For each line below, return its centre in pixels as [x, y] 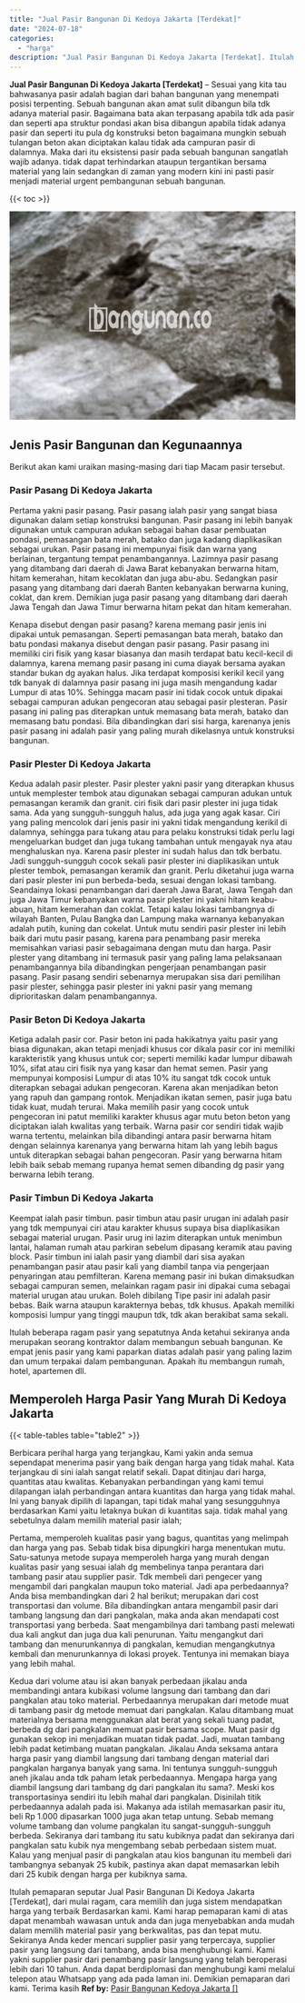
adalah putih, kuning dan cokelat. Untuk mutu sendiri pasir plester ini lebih [148, 929]
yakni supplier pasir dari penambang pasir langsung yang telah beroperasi [148, 1959]
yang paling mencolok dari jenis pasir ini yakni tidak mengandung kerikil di [148, 822]
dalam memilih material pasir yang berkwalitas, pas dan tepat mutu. [136, 1930]
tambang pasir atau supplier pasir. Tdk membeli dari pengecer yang [136, 1577]
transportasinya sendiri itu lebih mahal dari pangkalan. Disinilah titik [135, 1797]
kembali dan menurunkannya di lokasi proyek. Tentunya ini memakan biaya [149, 1654]
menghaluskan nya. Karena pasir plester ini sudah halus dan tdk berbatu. [146, 852]
